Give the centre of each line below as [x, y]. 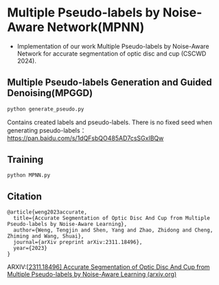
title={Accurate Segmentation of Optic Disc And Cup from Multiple [112, 218]
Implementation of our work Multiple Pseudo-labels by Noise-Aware [113, 46]
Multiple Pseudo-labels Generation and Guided [109, 83]
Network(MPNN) [96, 27]
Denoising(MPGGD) [50, 93]
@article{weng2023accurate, [47, 212]
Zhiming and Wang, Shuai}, [46, 236]
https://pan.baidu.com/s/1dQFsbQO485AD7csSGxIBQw [85, 138]
